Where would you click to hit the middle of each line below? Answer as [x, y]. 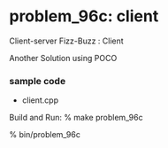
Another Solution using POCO [63, 58]
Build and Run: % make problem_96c [76, 118]
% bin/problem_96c [45, 135]
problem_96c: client [84, 16]
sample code [38, 81]
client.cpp [40, 100]
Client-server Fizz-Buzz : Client [66, 41]
